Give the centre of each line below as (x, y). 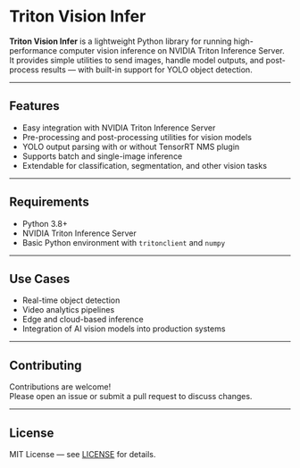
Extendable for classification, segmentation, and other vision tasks (145, 165)
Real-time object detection (71, 300)
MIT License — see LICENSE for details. (83, 454)
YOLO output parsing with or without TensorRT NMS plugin (131, 146)
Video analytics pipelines (68, 310)
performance (33, 50)
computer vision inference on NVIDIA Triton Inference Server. (172, 50)
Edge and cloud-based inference (83, 320)
